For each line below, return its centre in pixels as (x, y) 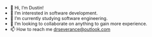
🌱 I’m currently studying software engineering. (59, 18)
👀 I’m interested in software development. (54, 13)
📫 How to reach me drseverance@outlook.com (60, 29)
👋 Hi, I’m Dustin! (27, 8)
